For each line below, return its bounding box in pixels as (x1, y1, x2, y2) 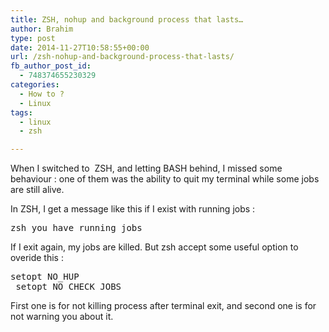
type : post (10, 33, 56, 43)
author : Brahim (10, 24, 74, 34)
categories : (10, 80, 60, 90)
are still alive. (10, 184, 65, 196)
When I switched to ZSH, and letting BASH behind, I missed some (10, 162, 283, 175)
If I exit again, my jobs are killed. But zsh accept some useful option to (10, 241, 299, 253)
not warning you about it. (10, 311, 114, 323)
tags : (10, 107, 33, 118)
